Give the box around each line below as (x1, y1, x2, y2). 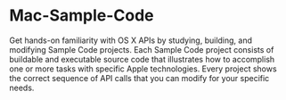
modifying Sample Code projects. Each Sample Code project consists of (9, 44, 274, 54)
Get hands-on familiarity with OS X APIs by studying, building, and (9, 35, 252, 46)
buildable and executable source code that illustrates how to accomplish (9, 54, 275, 64)
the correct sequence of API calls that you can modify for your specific (9, 72, 270, 83)
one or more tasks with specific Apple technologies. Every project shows (9, 63, 278, 74)
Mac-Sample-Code (9, 5, 154, 26)
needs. (9, 82, 35, 93)
